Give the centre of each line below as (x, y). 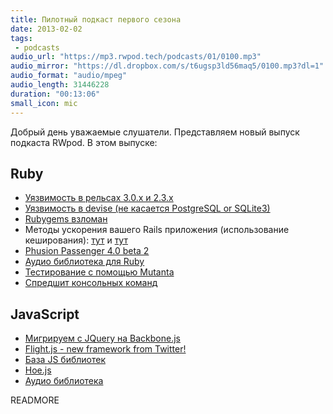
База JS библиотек (65, 360)
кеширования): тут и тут (76, 240)
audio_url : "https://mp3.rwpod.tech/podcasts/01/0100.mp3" (136, 57)
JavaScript (45, 314)
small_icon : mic (44, 103)
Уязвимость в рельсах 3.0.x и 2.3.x (99, 198)
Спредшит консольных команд (91, 283)
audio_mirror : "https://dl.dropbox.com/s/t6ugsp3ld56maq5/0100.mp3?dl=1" (167, 66)
